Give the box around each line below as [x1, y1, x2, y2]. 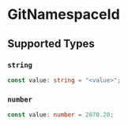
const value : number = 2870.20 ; [7, 111, 114, 119]
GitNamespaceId [7, 6, 120, 24]
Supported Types [7, 37, 96, 50]
